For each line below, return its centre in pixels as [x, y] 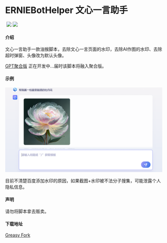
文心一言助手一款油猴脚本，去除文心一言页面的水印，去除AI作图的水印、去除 [84, 49]
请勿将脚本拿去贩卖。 [27, 211]
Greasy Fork [18, 235]
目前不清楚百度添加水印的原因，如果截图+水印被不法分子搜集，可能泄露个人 [83, 181]
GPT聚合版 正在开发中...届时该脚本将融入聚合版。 [56, 66]
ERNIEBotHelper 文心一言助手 [67, 10]
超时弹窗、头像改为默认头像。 [36, 55]
